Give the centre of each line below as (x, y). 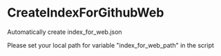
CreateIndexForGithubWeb (86, 13)
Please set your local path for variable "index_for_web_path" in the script (110, 45)
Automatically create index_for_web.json (65, 32)
